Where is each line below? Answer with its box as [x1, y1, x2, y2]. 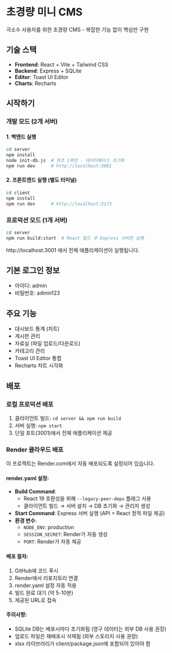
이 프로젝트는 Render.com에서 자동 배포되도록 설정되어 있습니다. [6, 460, 155, 467]
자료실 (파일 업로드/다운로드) [14, 340, 81, 347]
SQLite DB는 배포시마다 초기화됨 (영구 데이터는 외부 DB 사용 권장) [14, 625, 167, 632]
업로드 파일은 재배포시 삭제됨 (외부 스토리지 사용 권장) [14, 632, 138, 639]
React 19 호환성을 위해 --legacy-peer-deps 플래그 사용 [23, 495, 151, 502]
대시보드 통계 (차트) [14, 325, 60, 332]
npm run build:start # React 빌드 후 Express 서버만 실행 [6, 235, 144, 241]
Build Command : [14, 488, 57, 495]
